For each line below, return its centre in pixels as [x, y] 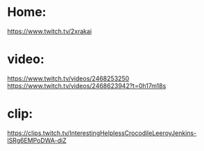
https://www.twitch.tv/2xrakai [50, 31]
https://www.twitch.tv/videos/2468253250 [68, 78]
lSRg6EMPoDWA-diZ [37, 140]
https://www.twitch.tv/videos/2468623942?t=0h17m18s [87, 86]
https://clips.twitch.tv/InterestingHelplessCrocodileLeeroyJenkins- [102, 133]
